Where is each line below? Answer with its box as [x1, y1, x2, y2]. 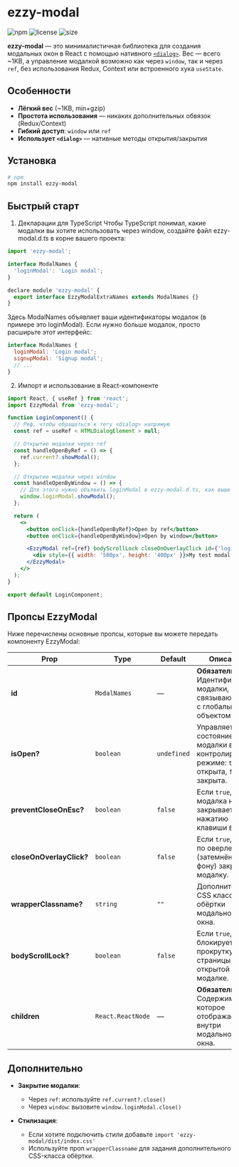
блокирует [196, 938, 233, 948]
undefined [156, 750, 190, 758]
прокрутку [196, 946, 233, 956]
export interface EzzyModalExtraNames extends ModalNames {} [14, 293, 199, 300]
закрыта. [196, 775, 228, 785]
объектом [196, 711, 231, 721]
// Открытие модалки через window [14, 473, 116, 481]
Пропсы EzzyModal [7, 610, 98, 623]
